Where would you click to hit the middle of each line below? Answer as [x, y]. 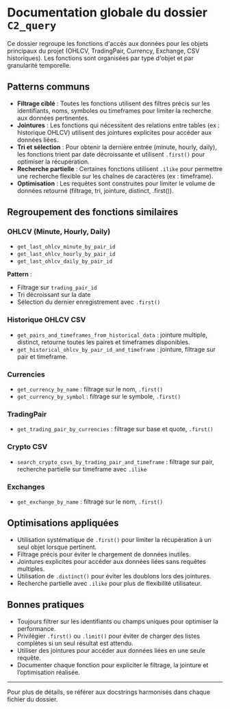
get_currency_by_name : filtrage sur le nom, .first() [90, 389]
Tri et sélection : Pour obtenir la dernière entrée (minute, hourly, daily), [117, 147]
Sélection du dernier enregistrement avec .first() [89, 302]
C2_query [32, 26]
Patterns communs [49, 87]
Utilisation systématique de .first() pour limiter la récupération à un [114, 539]
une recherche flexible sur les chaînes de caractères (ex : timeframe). [115, 176]
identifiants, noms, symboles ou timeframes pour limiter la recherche [114, 110]
